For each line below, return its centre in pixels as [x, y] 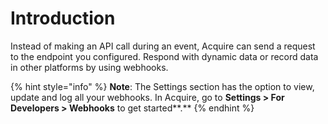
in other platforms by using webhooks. [89, 67]
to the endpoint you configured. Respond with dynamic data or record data [164, 56]
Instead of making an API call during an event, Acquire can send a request [163, 46]
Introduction [63, 18]
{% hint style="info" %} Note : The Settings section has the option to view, [162, 86]
